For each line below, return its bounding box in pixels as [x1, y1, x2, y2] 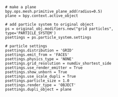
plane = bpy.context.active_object [5, 13, 79, 18]
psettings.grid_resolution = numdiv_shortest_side [5, 61, 112, 66]
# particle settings [5, 44, 48, 48]
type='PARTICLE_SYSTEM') [5, 31, 56, 36]
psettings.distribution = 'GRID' [5, 48, 74, 53]
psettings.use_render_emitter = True [5, 65, 83, 70]
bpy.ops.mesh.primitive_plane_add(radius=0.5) [5, 9, 103, 14]
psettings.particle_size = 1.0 [5, 78, 70, 83]
